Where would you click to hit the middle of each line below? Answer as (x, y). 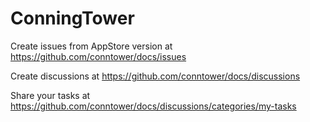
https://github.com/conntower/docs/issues (98, 56)
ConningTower (72, 18)
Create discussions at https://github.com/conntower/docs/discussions (155, 76)
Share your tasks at (50, 95)
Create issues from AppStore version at (91, 46)
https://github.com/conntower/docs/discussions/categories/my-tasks (153, 106)
